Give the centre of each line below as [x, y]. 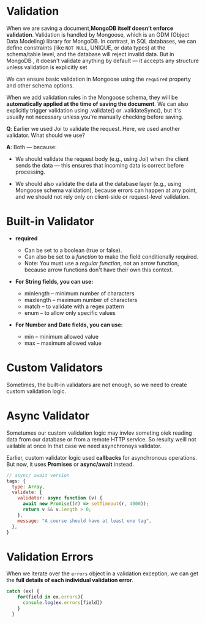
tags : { [16, 481]
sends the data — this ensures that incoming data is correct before [99, 165]
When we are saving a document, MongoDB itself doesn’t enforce [90, 28]
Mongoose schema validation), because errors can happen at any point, [106, 190]
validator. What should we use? [46, 135]
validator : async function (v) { [60, 498]
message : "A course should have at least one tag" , [84, 521]
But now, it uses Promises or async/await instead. [70, 464]
